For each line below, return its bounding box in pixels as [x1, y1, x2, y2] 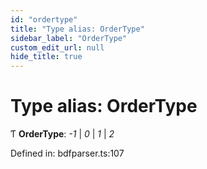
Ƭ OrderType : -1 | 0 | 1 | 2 [10, 128, 115, 140]
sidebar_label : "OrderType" [10, 33, 128, 43]
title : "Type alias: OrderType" [10, 24, 145, 34]
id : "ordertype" [10, 14, 78, 25]
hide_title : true [10, 52, 83, 62]
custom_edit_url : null [10, 42, 105, 53]
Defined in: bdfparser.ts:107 [10, 147, 125, 160]
